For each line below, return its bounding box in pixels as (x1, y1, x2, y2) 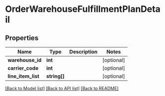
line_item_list (7, 73, 40, 80)
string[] (46, 73, 65, 80)
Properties (5, 34, 39, 42)
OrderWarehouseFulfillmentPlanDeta (5, 3, 161, 15)
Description (69, 48, 98, 55)
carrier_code (7, 65, 39, 71)
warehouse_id (7, 57, 42, 63)
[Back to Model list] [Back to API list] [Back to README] (5, 86, 119, 91)
